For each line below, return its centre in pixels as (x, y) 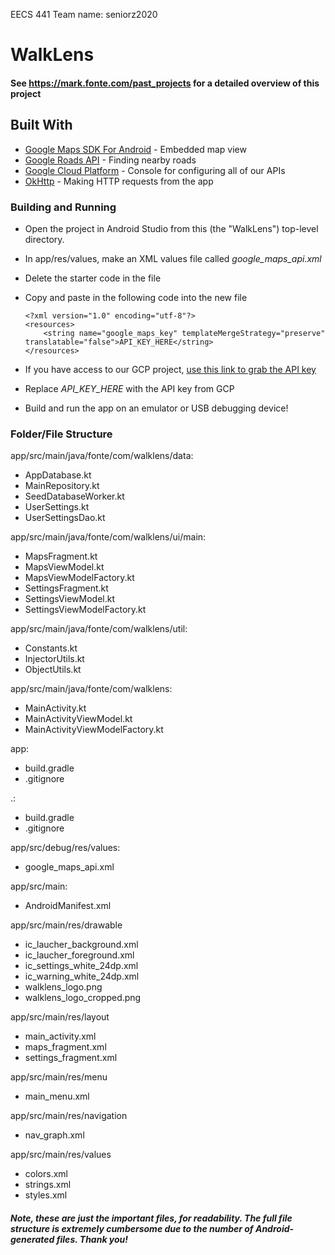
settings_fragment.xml (71, 1058)
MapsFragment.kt (61, 556)
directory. (44, 239)
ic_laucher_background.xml (81, 945)
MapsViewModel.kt (64, 567)
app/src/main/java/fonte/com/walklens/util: (99, 629)
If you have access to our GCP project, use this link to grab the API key (170, 369)
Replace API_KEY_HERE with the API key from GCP (129, 388)
